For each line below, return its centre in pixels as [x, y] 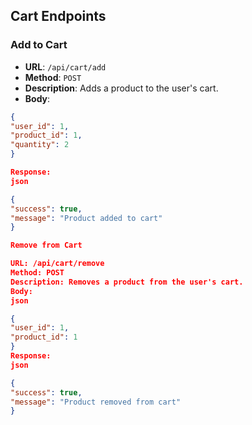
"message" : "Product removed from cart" [96, 402]
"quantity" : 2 [40, 145]
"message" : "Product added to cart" [86, 218]
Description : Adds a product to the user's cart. [121, 88]
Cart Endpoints [58, 16]
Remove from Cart [46, 245]
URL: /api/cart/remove [57, 264]
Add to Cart [39, 45]
